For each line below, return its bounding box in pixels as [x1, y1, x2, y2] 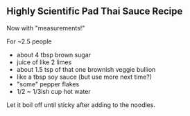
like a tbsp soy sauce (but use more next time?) [16, 72, 153, 81]
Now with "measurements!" [6, 23, 85, 32]
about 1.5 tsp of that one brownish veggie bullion [16, 65, 156, 73]
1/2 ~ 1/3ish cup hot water [16, 87, 91, 95]
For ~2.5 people [6, 37, 52, 46]
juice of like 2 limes [16, 58, 72, 66]
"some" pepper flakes [16, 79, 80, 88]
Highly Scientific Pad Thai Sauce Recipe [6, 6, 183, 17]
